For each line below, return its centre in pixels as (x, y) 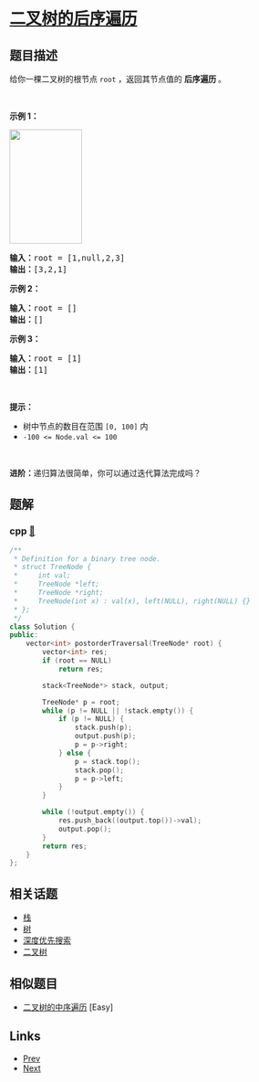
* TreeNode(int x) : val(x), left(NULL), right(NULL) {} (132, 601)
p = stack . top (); (108, 761)
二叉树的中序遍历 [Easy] (68, 1007)
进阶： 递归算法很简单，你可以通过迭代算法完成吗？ (105, 473)
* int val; (42, 576)
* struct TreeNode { (52, 568)
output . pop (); (85, 829)
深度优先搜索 (47, 940)
